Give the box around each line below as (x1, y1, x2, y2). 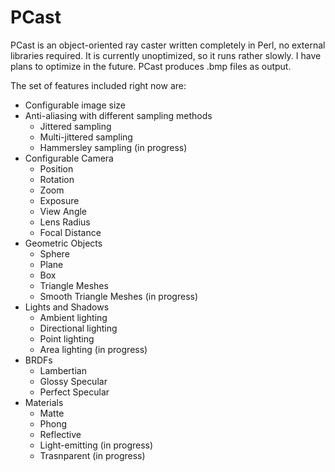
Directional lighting (39, 322, 118, 334)
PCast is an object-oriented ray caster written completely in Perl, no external (10, 39, 326, 51)
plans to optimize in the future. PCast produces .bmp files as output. (10, 60, 292, 72)
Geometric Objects (24, 237, 103, 249)
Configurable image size (24, 99, 126, 111)
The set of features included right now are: (10, 79, 187, 91)
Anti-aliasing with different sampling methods (24, 109, 213, 121)
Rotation (39, 173, 75, 185)
